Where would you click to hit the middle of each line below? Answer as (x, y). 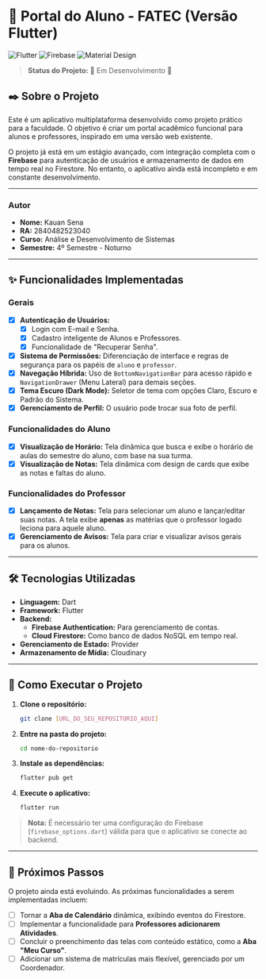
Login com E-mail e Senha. (76, 329)
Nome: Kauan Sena (51, 222)
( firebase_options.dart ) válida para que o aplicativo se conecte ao (137, 831)
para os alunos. (45, 545)
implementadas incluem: (48, 900)
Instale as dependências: (62, 763)
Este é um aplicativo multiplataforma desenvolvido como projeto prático (125, 119)
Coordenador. (42, 968)
